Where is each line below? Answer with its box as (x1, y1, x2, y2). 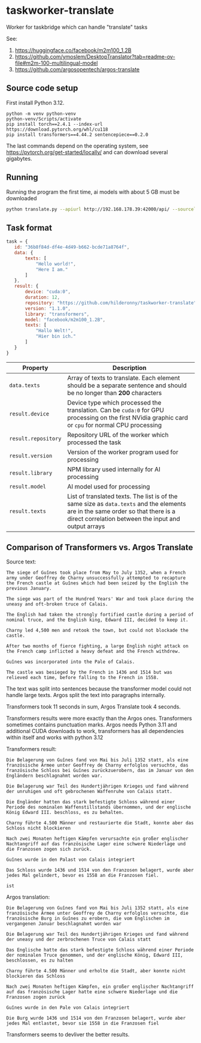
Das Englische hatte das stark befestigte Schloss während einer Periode (6, 947, 194, 953)
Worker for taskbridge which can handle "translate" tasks (6, 23, 148, 31)
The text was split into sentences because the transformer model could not (6, 685, 191, 692)
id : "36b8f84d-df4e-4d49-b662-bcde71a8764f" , (14, 244, 130, 251)
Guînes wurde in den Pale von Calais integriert (6, 1005, 130, 1011)
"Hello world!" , (35, 261, 77, 267)
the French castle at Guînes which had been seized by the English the (6, 580, 188, 586)
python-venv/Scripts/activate (6, 116, 82, 122)
